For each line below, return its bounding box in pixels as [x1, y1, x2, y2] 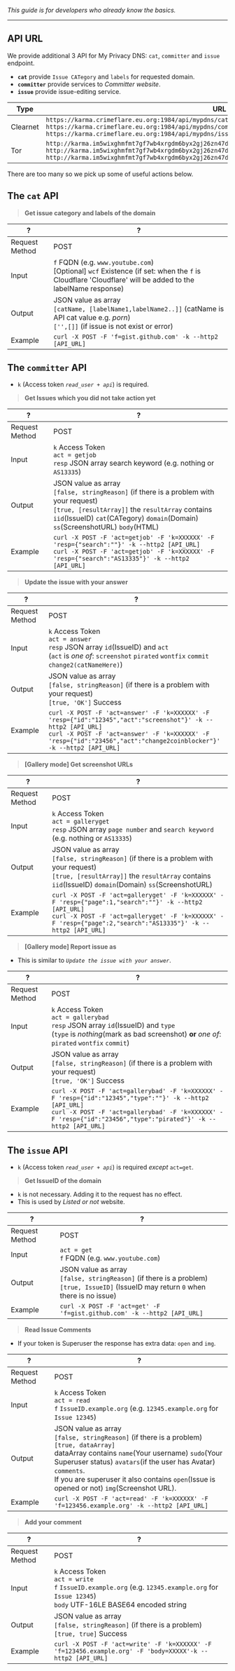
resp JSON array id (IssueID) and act [48, 642, 169, 652]
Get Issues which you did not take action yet [24, 394, 156, 402]
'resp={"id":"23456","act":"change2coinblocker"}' [48, 737, 220, 745]
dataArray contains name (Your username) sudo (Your [54, 1448, 222, 1458]
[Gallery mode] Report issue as [24, 942, 117, 951]
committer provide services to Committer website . [17, 80, 161, 88]
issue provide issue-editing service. [17, 87, 121, 95]
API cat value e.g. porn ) [53, 312, 131, 322]
